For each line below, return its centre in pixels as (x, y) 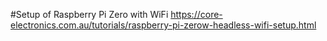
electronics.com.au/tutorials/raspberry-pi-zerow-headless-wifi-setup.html (163, 25)
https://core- (196, 14)
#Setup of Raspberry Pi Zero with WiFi (89, 14)
